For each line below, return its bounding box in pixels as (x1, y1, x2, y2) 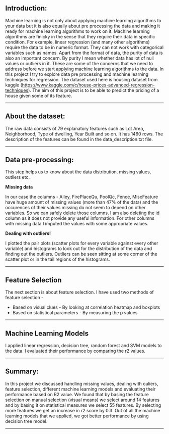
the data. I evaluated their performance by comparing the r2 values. (5, 348, 146, 354)
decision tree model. (5, 418, 48, 424)
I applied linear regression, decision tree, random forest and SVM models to (5, 343, 162, 349)
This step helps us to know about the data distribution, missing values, (5, 169, 151, 175)
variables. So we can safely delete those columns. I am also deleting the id (5, 210, 160, 216)
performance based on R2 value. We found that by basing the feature (5, 391, 149, 397)
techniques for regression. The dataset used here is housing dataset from (5, 76, 158, 82)
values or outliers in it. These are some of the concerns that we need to (5, 60, 153, 66)
